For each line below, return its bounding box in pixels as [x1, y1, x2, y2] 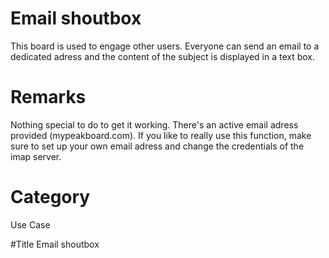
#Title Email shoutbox [10, 238, 100, 250]
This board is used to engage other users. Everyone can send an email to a [10, 40, 320, 52]
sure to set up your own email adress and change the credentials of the [10, 140, 305, 152]
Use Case [10, 218, 51, 231]
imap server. [10, 150, 62, 162]
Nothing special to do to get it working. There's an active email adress [10, 118, 299, 131]
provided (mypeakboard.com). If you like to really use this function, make [10, 129, 312, 141]
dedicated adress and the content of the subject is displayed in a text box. [10, 50, 316, 62]
